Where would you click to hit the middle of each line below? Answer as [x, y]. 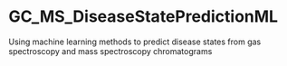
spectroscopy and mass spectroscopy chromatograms [110, 51]
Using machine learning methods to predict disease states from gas [135, 42]
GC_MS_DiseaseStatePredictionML [143, 17]
